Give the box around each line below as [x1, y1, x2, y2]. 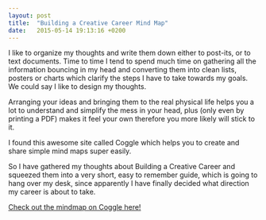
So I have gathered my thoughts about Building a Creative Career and [8, 162, 236, 172]
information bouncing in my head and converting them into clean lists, [8, 65, 237, 75]
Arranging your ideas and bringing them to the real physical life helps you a [8, 97, 254, 107]
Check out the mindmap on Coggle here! [8, 203, 141, 212]
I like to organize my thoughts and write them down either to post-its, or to [8, 48, 252, 58]
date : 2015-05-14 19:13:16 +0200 [8, 26, 126, 34]
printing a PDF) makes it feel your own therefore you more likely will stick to [8, 114, 256, 124]
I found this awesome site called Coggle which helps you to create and [8, 138, 240, 148]
